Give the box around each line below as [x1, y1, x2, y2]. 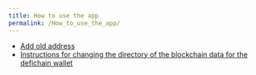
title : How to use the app [8, 11, 99, 20]
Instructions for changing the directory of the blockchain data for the [19, 49, 248, 59]
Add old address [19, 41, 75, 50]
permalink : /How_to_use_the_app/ [8, 19, 121, 27]
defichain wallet [19, 57, 73, 68]
